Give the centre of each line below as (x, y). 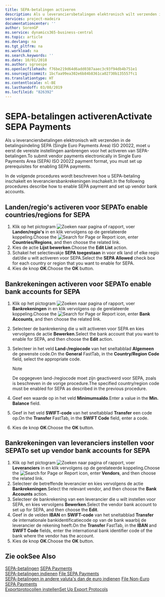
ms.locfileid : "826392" (29, 92)
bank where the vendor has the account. (53, 536)
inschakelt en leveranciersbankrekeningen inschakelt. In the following (75, 181)
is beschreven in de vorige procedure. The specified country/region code (86, 383)
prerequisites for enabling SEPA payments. (48, 166)
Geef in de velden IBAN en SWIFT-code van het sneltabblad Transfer (83, 515)
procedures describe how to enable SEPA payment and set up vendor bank (81, 186)
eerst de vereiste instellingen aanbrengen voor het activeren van (70, 151)
